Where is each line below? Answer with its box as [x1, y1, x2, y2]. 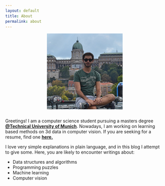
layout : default [5, 8, 39, 13]
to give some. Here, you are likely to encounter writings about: [5, 149, 135, 155]
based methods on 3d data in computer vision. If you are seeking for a [5, 129, 151, 135]
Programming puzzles [12, 164, 59, 170]
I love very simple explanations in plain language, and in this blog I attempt [5, 144, 160, 150]
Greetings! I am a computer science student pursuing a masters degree [5, 118, 154, 124]
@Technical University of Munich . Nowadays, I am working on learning [5, 123, 155, 129]
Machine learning [12, 170, 49, 176]
